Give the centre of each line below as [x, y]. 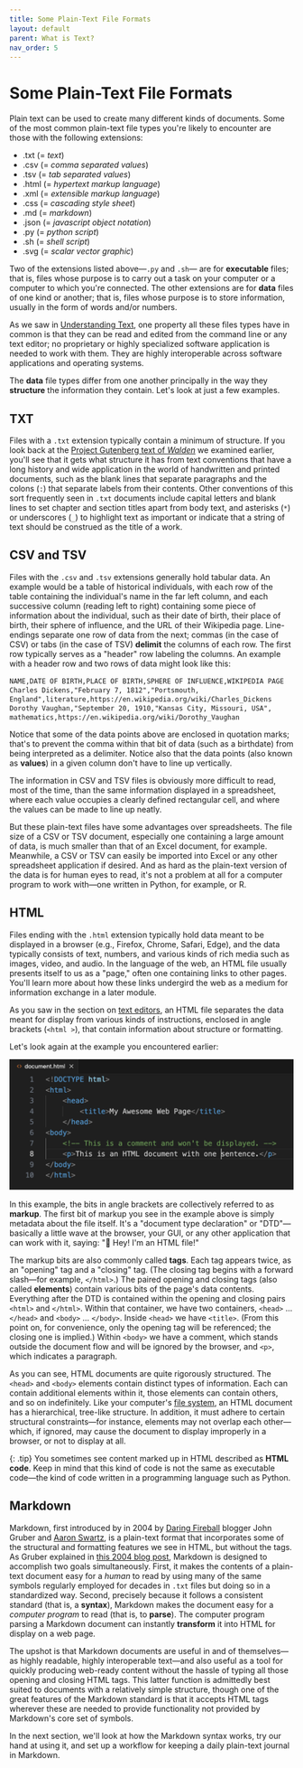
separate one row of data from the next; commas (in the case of [160, 635]
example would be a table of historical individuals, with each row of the [141, 587]
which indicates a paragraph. [63, 1356]
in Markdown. [35, 1754]
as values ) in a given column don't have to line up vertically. [121, 763]
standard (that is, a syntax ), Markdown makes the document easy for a [142, 1604]
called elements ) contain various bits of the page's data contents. [132, 1289]
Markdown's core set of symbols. [71, 1718]
